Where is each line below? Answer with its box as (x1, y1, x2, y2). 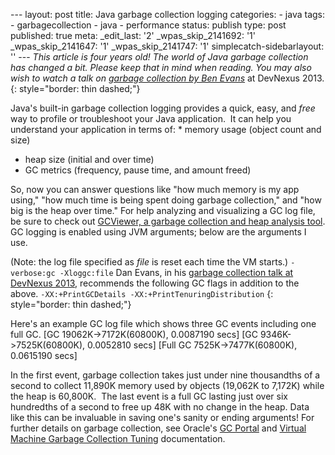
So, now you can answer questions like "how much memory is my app (10, 184, 300, 195)
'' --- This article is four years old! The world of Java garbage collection (10, 51, 309, 63)
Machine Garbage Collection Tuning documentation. (10, 433, 226, 444)
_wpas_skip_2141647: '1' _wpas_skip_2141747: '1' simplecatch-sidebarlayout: (10, 40, 325, 52)
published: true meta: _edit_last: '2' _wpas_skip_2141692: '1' (10, 30, 256, 41)
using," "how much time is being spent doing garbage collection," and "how (10, 194, 322, 206)
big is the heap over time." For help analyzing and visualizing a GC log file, (10, 205, 316, 216)
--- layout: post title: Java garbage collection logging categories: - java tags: (10, 9, 326, 20)
